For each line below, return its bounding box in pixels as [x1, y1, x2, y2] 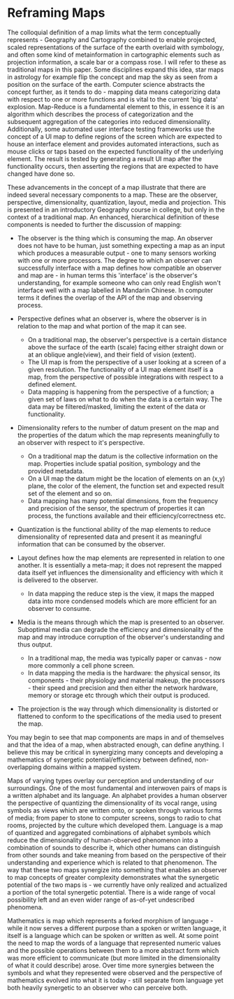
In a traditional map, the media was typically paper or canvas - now [27, 654, 222, 662]
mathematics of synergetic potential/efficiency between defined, [7, 755, 193, 764]
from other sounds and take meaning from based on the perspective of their [7, 850, 227, 859]
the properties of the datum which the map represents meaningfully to [17, 431, 220, 439]
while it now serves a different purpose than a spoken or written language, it [7, 923, 227, 932]
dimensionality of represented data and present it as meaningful [17, 532, 203, 541]
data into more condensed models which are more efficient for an [27, 597, 217, 605]
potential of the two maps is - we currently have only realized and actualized [7, 881, 228, 889]
